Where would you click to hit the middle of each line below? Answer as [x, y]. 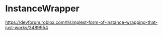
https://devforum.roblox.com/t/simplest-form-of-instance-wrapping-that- [81, 22]
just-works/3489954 [27, 27]
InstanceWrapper [42, 9]
